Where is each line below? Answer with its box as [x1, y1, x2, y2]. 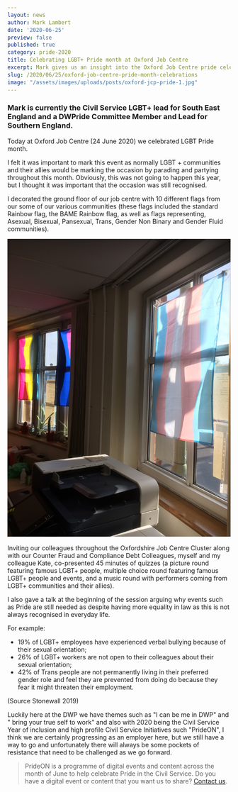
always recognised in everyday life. [7, 610, 110, 618]
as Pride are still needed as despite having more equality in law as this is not [7, 603, 230, 611]
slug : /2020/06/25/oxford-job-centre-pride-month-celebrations [7, 71, 198, 78]
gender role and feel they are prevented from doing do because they [17, 675, 218, 684]
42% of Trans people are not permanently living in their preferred [17, 667, 209, 676]
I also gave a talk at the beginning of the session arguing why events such [7, 595, 223, 603]
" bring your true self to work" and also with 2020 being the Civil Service [7, 718, 220, 726]
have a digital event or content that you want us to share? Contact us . [24, 776, 228, 785]
